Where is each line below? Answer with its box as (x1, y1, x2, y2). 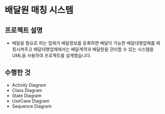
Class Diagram (11, 87, 42, 93)
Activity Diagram (11, 82, 46, 88)
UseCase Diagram (11, 98, 49, 104)
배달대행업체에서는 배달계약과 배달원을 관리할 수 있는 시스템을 (33, 46, 154, 52)
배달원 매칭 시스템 (4, 4, 73, 16)
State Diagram (11, 93, 42, 99)
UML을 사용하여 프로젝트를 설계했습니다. (11, 53, 91, 58)
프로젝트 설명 (4, 26, 43, 34)
